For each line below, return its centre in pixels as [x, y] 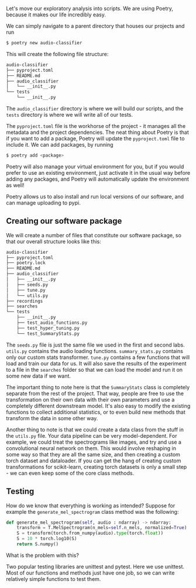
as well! [15, 185]
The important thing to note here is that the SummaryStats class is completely [98, 387]
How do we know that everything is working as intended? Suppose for [91, 506]
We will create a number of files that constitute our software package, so [94, 235]
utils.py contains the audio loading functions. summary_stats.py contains [94, 351]
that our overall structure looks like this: [54, 241]
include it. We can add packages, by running [60, 145]
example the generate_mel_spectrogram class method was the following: [92, 511]
